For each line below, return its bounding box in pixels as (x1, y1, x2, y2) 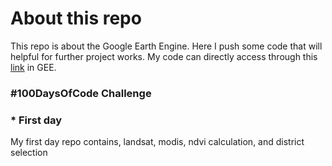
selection (10, 147, 48, 159)
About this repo (10, 7, 142, 30)
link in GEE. (10, 61, 57, 73)
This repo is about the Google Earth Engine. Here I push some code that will (10, 40, 323, 52)
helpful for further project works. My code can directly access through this (10, 50, 318, 62)
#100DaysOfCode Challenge (10, 86, 152, 100)
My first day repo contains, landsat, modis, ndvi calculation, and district (10, 136, 305, 148)
